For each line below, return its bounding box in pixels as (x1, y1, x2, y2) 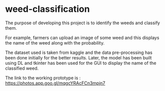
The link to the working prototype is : (5, 75, 81, 81)
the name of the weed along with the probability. (5, 40, 105, 45)
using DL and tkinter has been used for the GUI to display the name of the (5, 60, 157, 66)
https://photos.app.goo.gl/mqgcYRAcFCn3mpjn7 (5, 80, 106, 86)
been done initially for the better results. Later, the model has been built (5, 54, 152, 60)
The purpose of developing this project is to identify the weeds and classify (5, 20, 161, 26)
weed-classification (5, 3, 90, 15)
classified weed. (5, 65, 39, 71)
